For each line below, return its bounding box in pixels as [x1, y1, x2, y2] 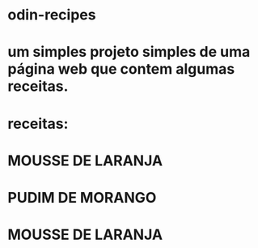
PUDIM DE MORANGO [7, 188, 157, 207]
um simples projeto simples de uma [7, 43, 251, 62]
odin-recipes [7, 6, 96, 24]
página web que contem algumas [7, 60, 235, 79]
